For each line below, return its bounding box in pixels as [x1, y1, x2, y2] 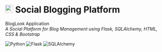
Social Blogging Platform [15, 4, 120, 15]
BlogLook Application [5, 20, 50, 26]
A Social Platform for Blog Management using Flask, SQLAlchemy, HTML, [5, 25, 158, 31]
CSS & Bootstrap [5, 31, 40, 37]
